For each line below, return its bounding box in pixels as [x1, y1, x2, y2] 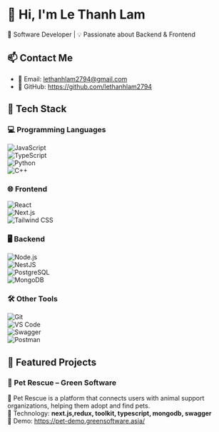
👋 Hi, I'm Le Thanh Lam [7, 6, 146, 23]
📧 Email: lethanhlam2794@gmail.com [17, 74, 128, 83]
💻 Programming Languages [7, 125, 106, 135]
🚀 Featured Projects [7, 356, 97, 368]
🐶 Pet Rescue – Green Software [7, 378, 117, 388]
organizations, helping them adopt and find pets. [7, 401, 151, 410]
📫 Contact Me [7, 52, 73, 64]
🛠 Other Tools [7, 293, 58, 303]
